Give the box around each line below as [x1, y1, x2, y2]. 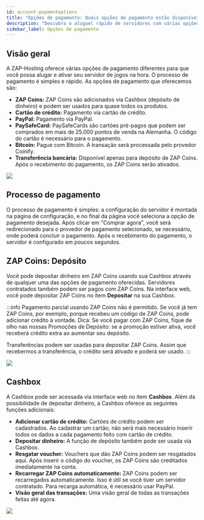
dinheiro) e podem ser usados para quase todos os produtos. [15, 102, 169, 110]
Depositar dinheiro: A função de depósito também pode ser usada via [15, 437, 192, 444]
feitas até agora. [15, 495, 56, 503]
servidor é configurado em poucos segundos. [6, 238, 121, 246]
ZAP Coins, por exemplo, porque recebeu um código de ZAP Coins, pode [6, 310, 189, 317]
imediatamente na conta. [15, 463, 78, 470]
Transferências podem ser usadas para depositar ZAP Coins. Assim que [6, 341, 186, 348]
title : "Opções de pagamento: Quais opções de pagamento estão [6, 15, 170, 21]
